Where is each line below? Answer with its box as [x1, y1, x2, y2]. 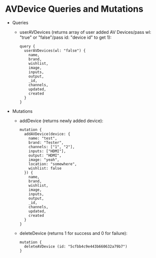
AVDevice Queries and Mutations [5, 3, 144, 15]
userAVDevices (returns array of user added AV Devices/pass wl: [19, 29, 152, 35]
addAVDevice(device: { [24, 131, 71, 136]
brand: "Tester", [28, 140, 64, 145]
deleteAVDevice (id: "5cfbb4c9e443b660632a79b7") [24, 244, 128, 249]
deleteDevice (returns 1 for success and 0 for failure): [19, 230, 128, 236]
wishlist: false [28, 166, 62, 171]
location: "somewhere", [28, 161, 77, 166]
